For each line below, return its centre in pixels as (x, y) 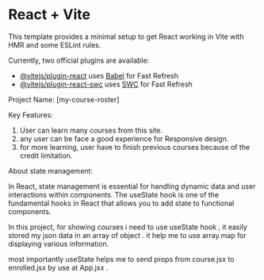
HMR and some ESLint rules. (55, 44)
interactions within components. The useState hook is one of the (114, 194)
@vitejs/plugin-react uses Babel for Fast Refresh (99, 75)
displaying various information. (59, 244)
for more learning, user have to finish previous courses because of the (135, 147)
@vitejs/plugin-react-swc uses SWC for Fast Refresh (106, 84)
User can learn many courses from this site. (91, 130)
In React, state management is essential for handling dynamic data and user (132, 186)
